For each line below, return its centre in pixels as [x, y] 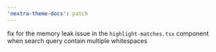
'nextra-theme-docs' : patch [48, 14]
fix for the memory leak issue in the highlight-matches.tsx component [108, 33]
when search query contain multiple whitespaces [77, 41]
